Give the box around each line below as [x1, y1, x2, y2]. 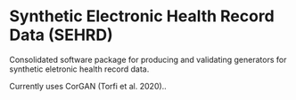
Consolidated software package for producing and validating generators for [9, 54, 287, 65]
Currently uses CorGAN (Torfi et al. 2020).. [9, 81, 167, 91]
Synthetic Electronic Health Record [9, 6, 275, 27]
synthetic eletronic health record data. [9, 64, 150, 74]
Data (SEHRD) [9, 25, 113, 45]
